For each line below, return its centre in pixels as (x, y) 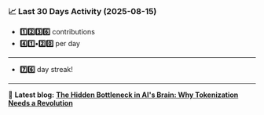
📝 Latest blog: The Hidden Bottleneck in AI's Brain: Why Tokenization (123, 95)
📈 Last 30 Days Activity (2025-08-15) (82, 11)
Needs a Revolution (40, 103)
